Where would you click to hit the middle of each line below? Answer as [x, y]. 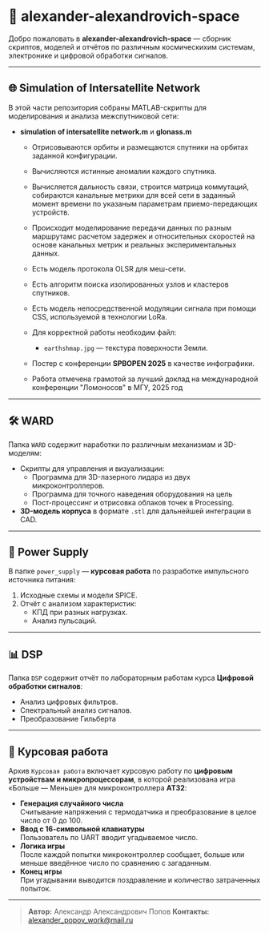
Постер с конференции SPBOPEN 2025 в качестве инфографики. [143, 363]
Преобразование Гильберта [68, 719]
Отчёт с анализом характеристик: [78, 604]
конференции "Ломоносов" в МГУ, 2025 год [107, 387]
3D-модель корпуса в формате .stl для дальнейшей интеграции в [135, 511]
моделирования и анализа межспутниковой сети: [94, 116]
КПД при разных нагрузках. [80, 613]
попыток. [36, 889]
